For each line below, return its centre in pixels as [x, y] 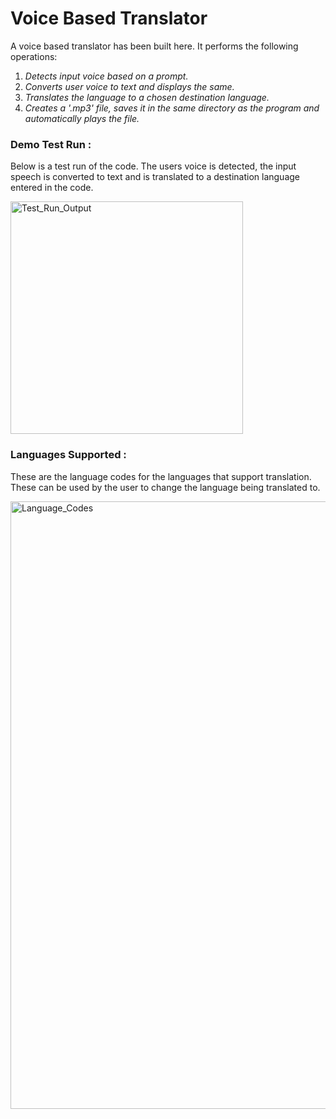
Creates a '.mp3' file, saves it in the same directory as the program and [172, 108]
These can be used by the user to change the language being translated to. [165, 487]
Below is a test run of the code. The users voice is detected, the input [153, 166]
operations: [34, 56]
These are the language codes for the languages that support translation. [161, 476]
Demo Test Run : [51, 144]
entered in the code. [52, 188]
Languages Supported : [68, 455]
